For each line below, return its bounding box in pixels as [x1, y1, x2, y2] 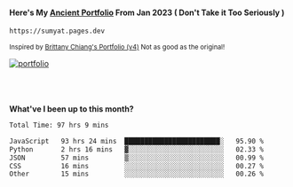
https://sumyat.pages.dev [9, 27, 105, 35]
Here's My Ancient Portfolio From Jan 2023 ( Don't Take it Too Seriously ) [9, 7, 285, 18]
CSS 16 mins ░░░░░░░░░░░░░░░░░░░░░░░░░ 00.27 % [9, 161, 265, 170]
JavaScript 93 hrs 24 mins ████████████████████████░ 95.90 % [9, 136, 265, 145]
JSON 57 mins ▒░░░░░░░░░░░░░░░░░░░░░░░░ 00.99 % [9, 153, 265, 162]
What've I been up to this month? [9, 104, 135, 114]
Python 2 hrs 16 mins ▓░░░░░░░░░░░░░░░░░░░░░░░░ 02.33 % [9, 144, 265, 154]
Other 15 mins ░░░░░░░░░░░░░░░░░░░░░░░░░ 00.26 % [9, 169, 265, 179]
